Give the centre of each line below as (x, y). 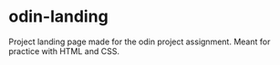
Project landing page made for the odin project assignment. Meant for (140, 42)
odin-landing (58, 17)
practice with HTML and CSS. (64, 51)
